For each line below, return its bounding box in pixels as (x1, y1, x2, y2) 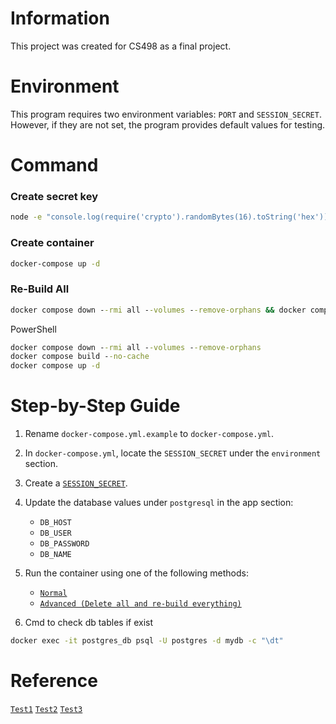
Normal (39, 588, 68, 599)
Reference (10, 670, 98, 692)
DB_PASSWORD (39, 539, 90, 549)
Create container (10, 236, 95, 250)
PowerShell (10, 323, 57, 335)
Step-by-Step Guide (10, 395, 181, 417)
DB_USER (39, 528, 72, 539)
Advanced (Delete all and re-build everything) (39, 599, 242, 609)
